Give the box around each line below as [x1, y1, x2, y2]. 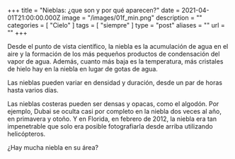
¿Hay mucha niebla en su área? [7, 143, 99, 151]
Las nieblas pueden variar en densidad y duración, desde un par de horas [7, 78, 223, 87]
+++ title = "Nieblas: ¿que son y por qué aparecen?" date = [7, 6, 180, 14]
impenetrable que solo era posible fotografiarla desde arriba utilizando [7, 122, 214, 130]
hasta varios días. [7, 86, 59, 94]
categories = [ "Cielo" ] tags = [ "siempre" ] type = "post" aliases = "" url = [7, 21, 225, 29]
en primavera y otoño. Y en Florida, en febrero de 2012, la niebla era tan [7, 114, 217, 123]
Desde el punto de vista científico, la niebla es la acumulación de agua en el [7, 42, 229, 50]
